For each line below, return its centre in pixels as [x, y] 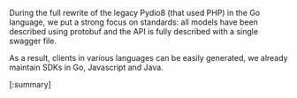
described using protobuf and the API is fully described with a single [134, 31]
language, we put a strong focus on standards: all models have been [134, 22]
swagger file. [33, 41]
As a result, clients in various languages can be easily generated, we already [148, 58]
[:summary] [30, 84]
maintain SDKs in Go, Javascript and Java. [86, 67]
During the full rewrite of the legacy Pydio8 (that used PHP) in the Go [135, 13]
